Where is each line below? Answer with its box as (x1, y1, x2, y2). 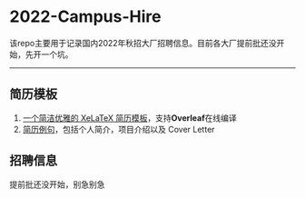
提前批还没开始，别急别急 (9, 179, 105, 190)
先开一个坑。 (25, 48, 74, 60)
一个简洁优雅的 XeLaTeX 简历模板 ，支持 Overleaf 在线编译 (22, 112, 238, 124)
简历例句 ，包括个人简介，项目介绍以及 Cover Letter (22, 124, 215, 134)
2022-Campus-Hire (9, 6, 162, 27)
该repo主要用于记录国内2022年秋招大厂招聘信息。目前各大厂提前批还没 (9, 37, 277, 48)
